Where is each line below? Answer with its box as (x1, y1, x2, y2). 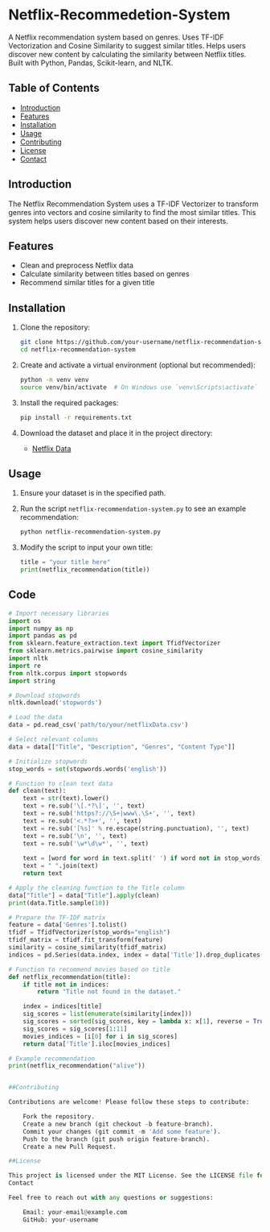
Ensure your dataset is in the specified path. (19, 488, 166, 498)
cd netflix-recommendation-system (19, 346, 136, 354)
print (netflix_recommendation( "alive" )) (8, 1062, 146, 1070)
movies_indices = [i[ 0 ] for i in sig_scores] (22, 1032, 178, 1040)
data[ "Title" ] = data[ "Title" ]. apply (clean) (8, 891, 160, 899)
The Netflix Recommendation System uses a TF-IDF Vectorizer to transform (8, 199, 259, 209)
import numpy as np (8, 624, 74, 633)
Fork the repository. (22, 1113, 95, 1121)
